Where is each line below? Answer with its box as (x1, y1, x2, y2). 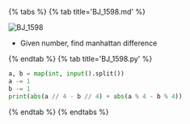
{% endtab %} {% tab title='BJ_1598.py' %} (8, 54, 153, 63)
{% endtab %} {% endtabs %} (8, 107, 109, 117)
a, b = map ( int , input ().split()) (8, 70, 125, 78)
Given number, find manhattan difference (19, 38, 158, 48)
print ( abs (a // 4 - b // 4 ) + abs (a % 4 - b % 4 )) (8, 92, 183, 100)
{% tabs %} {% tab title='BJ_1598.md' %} (8, 7, 146, 16)
